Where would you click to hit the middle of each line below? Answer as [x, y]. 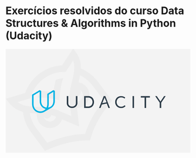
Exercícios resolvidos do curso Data [95, 11]
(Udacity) [29, 36]
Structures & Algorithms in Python [91, 23]
